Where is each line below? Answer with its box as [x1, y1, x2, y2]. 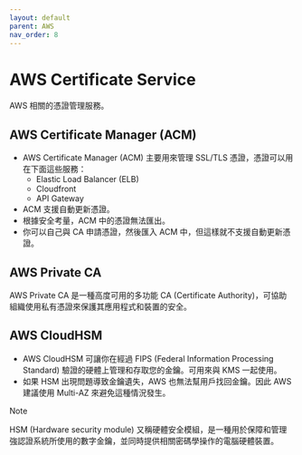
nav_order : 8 [9, 30, 59, 39]
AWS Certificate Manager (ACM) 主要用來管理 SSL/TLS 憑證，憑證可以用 [22, 152, 294, 163]
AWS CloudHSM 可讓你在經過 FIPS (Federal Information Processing [22, 353, 274, 363]
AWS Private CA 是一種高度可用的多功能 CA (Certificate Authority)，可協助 [9, 289, 288, 300]
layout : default [9, 13, 71, 23]
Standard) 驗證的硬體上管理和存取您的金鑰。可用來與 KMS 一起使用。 [22, 364, 282, 375]
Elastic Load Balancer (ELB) [35, 174, 139, 185]
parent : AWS [9, 22, 54, 31]
